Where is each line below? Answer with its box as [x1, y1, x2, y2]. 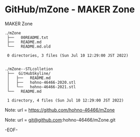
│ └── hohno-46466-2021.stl [7, 84, 76, 89]
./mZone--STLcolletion [5, 66, 53, 71]
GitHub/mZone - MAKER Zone [5, 4, 135, 15]
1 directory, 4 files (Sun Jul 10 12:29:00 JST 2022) [7, 97, 124, 103]
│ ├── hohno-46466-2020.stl [7, 80, 76, 85]
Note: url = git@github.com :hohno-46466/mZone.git [5, 116, 116, 123]
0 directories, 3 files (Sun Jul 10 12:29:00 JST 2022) [7, 53, 129, 58]
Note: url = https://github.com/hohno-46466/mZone [5, 107, 115, 113]
